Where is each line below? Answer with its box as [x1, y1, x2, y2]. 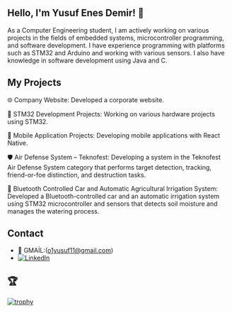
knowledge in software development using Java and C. [7, 56, 168, 65]
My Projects [7, 77, 62, 89]
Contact [7, 228, 44, 240]
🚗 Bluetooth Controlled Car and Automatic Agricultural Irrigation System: [7, 184, 218, 192]
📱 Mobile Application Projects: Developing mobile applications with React [7, 131, 221, 139]
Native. [7, 138, 28, 147]
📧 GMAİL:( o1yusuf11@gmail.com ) [17, 246, 114, 255]
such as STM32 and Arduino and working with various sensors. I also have [7, 48, 225, 57]
